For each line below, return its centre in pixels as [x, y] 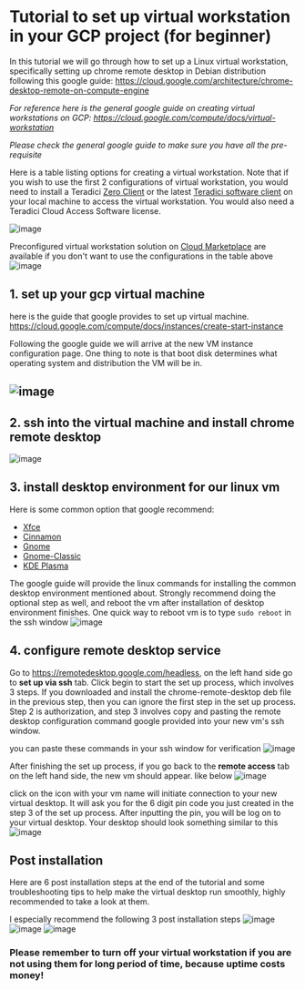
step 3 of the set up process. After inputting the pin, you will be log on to [145, 812]
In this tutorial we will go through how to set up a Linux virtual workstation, [149, 61]
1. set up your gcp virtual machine [107, 295]
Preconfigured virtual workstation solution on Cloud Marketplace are [138, 246]
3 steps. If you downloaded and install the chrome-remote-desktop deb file [150, 692]
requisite [26, 154]
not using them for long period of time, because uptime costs [147, 964]
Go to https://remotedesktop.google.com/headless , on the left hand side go [151, 672]
